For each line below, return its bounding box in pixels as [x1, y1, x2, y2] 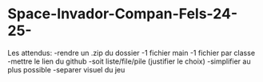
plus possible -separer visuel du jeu [7, 64, 126, 74]
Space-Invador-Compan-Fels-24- [7, 5, 238, 23]
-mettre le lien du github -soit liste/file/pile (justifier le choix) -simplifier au [7, 57, 251, 66]
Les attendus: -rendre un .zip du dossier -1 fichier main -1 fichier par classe [7, 48, 256, 57]
